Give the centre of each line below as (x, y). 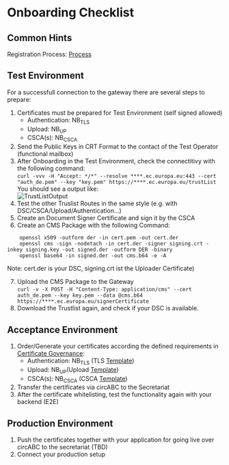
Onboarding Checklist (71, 13)
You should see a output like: (58, 189)
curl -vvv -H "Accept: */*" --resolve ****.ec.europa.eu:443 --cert (117, 176)
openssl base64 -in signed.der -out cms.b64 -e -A (93, 256)
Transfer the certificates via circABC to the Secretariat (93, 387)
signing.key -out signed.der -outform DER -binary (99, 250)
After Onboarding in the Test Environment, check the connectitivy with (116, 161)
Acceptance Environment (63, 330)
